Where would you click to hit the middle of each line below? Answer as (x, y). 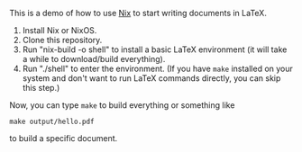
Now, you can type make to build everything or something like (122, 105)
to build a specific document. (64, 138)
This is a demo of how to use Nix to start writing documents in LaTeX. (138, 13)
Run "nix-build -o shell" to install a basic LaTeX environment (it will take (155, 49)
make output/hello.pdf (52, 121)
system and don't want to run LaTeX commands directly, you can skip (151, 78)
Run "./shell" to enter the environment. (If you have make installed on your (157, 68)
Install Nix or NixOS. (59, 30)
